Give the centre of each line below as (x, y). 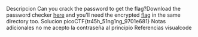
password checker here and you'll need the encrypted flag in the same (93, 15)
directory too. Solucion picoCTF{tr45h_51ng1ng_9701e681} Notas (86, 21)
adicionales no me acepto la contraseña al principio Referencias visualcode (99, 27)
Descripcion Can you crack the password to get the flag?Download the (94, 9)
